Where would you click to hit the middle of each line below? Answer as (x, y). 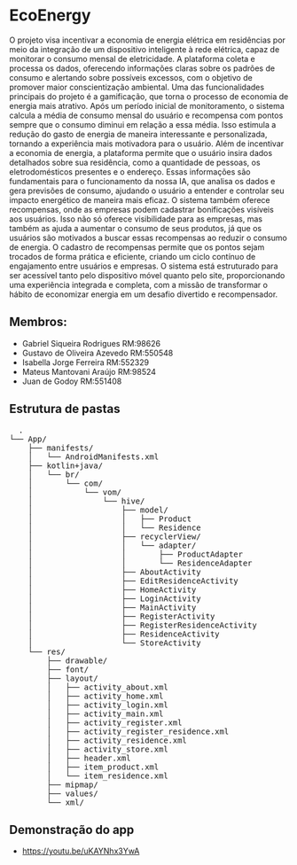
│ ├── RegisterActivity (121, 616)
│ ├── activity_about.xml (107, 687)
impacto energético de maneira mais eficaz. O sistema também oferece (140, 199)
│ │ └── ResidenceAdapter (140, 563)
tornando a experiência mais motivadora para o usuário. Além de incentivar (147, 144)
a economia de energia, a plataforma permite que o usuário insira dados (141, 152)
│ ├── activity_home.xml (105, 696)
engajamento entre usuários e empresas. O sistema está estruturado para (144, 266)
